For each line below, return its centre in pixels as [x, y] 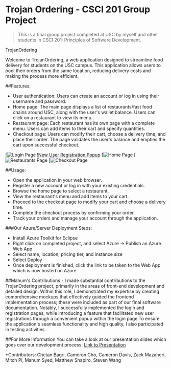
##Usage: [16, 170]
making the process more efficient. [42, 76]
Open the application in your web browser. [57, 180]
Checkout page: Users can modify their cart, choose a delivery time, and [89, 134]
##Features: [18, 86]
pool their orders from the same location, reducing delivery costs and [78, 71]
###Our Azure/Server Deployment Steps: [49, 228]
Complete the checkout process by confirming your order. [74, 212]
